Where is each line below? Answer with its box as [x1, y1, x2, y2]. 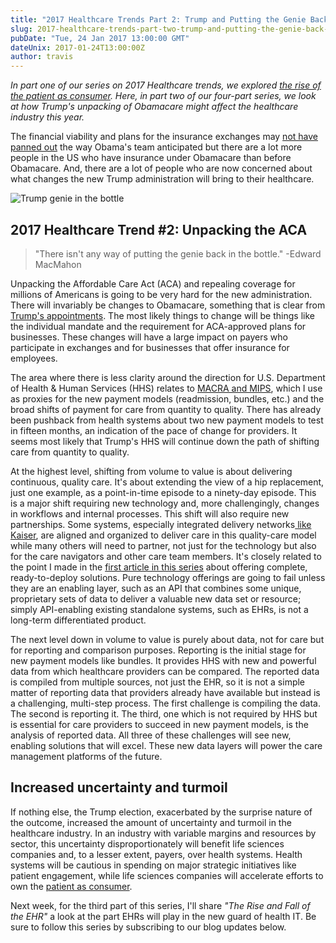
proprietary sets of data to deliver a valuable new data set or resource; [10, 592, 302, 605]
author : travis [10, 52, 74, 62]
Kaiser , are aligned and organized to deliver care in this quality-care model [10, 529, 317, 541]
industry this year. [10, 111, 85, 123]
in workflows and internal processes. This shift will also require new [10, 507, 290, 520]
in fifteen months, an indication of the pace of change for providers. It [10, 424, 298, 436]
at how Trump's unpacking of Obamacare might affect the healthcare [10, 101, 299, 113]
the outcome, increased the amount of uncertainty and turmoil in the [10, 816, 292, 828]
